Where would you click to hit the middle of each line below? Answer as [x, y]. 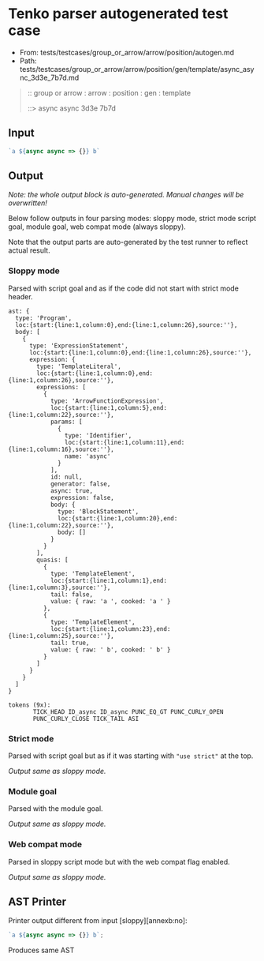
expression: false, [82, 497]
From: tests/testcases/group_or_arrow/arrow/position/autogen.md [127, 52]
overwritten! [28, 203]
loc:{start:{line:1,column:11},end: [125, 442]
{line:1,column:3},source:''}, [59, 587]
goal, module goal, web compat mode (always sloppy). [97, 227]
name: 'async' [87, 456]
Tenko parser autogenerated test [118, 14]
